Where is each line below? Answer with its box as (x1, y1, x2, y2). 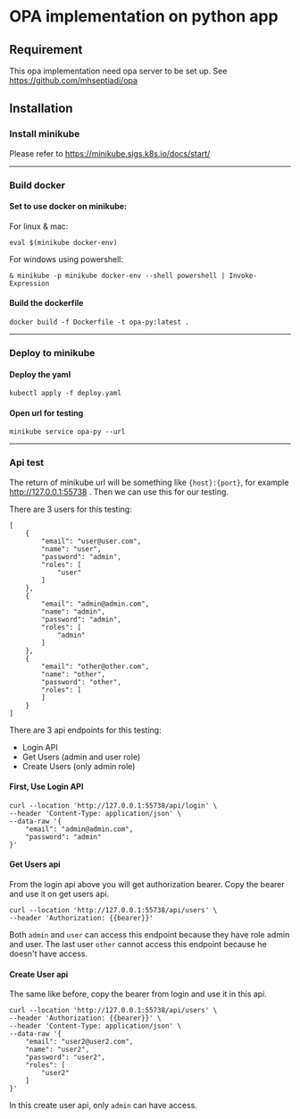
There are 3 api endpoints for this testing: (9, 725, 162, 735)
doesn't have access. (9, 948, 87, 959)
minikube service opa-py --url (9, 428, 126, 437)
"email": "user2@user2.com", (25, 1038, 134, 1047)
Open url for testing (9, 407, 84, 418)
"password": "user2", (25, 1053, 105, 1062)
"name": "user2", (25, 1045, 90, 1055)
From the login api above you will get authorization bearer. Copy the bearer (9, 879, 286, 890)
